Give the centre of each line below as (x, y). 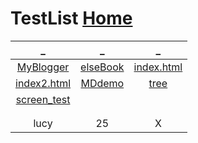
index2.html (43, 83)
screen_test (43, 99)
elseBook (102, 67)
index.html (158, 67)
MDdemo (102, 83)
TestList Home (71, 18)
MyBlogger (43, 67)
